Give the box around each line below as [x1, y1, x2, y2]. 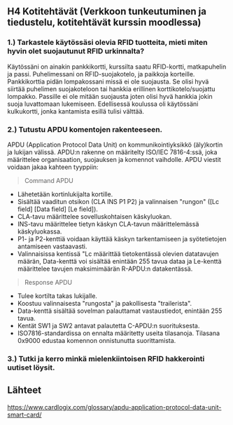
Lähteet [7, 384, 42, 396]
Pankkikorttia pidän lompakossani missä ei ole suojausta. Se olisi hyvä [7, 77, 209, 86]
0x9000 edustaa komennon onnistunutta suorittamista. [17, 336, 176, 344]
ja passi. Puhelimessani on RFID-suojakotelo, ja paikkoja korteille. [7, 69, 195, 78]
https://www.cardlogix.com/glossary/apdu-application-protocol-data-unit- [7, 403, 222, 411]
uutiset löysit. [7, 363, 55, 372]
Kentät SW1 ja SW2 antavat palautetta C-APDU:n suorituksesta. [17, 321, 200, 330]
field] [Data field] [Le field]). [17, 205, 98, 213]
